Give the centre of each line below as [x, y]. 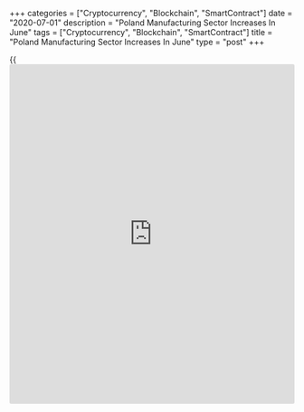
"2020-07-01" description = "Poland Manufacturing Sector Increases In [142, 23]
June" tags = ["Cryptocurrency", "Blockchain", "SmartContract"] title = [141, 32]
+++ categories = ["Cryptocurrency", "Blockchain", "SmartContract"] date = [151, 13]
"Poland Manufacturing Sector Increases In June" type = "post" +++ [137, 42]
